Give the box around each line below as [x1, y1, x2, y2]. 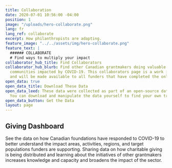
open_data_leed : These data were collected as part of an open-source [5, 88, 159, 94]
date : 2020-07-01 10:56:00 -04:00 [5, 12, 79, 17]
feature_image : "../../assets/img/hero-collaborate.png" [5, 41, 130, 46]
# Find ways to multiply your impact [10, 55, 91, 60]
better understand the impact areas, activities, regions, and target [5, 140, 144, 146]
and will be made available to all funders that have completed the [10, 74, 159, 79]
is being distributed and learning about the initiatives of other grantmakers [5, 152, 162, 158]
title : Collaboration [5, 7, 52, 13]
